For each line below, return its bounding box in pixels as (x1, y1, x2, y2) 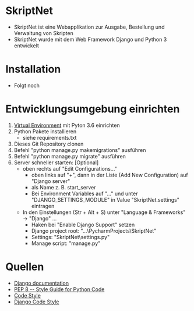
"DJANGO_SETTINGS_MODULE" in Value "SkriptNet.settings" (31, 196, 180, 203)
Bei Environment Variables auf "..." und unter (31, 190, 138, 197)
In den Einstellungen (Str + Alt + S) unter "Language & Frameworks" (22, 209, 186, 216)
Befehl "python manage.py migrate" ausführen (13, 153, 126, 160)
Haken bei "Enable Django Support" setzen (31, 221, 135, 228)
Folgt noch (13, 82, 40, 89)
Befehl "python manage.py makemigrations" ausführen (13, 146, 146, 153)
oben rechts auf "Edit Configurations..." (22, 165, 117, 172)
